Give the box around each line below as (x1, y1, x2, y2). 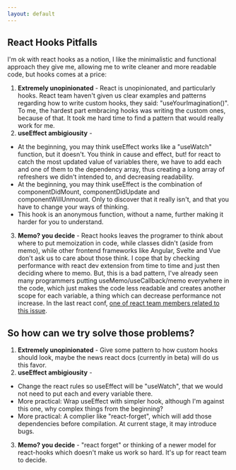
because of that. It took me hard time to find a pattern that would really (17, 114, 224, 122)
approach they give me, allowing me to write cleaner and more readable (7, 63, 217, 71)
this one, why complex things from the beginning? (17, 404, 164, 413)
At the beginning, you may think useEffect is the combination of (17, 180, 203, 189)
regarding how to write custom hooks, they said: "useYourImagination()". (17, 99, 230, 107)
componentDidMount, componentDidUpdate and (17, 188, 160, 196)
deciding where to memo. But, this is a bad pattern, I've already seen (17, 269, 218, 278)
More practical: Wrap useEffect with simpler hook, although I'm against (17, 397, 225, 406)
